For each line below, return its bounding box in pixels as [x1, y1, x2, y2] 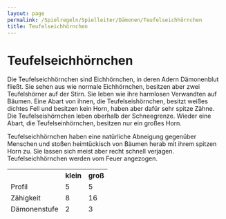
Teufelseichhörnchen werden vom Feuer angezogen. [7, 154, 158, 163]
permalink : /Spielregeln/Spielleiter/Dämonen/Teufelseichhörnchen [7, 17, 203, 23]
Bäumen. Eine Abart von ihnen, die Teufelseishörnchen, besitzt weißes [7, 97, 209, 105]
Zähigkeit [10, 194, 41, 203]
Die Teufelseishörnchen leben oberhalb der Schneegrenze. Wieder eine [7, 112, 211, 121]
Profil [10, 182, 28, 191]
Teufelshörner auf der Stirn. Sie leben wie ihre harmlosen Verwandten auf [7, 90, 217, 98]
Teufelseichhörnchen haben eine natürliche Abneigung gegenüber [7, 132, 197, 141]
